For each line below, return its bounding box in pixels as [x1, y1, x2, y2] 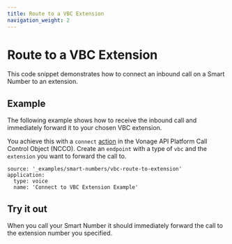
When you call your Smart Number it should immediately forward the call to [7, 222, 223, 230]
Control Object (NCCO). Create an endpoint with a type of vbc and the [7, 145, 208, 153]
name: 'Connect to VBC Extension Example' [13, 184, 139, 191]
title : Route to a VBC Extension [7, 10, 105, 17]
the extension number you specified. [7, 229, 113, 238]
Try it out [7, 203, 47, 215]
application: [7, 172, 45, 179]
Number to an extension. [7, 78, 78, 86]
